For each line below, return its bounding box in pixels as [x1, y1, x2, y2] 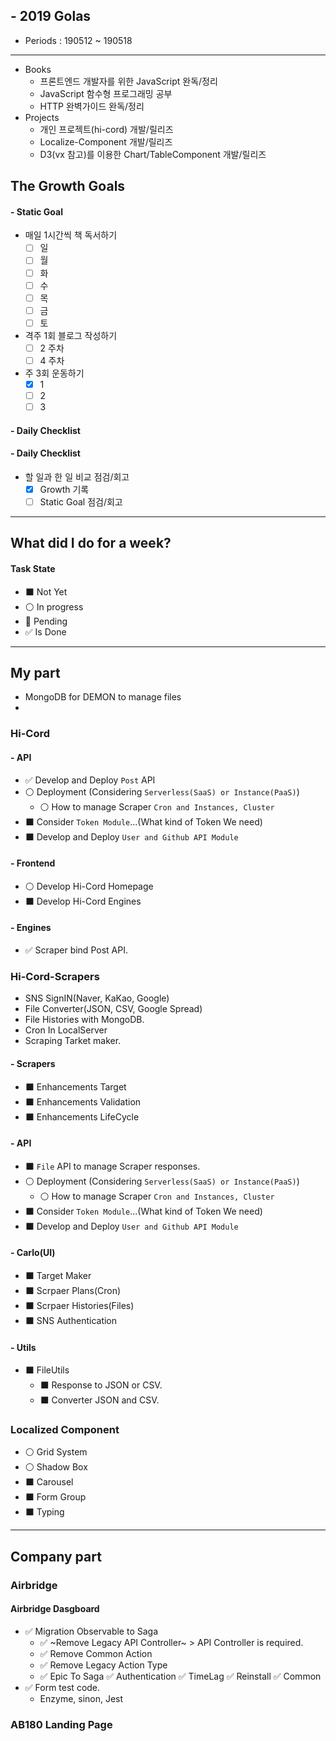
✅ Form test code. [24, 1681, 101, 1693]
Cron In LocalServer [24, 1024, 108, 1036]
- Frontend [10, 857, 56, 869]
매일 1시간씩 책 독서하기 [24, 229, 118, 241]
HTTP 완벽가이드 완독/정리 [39, 100, 145, 112]
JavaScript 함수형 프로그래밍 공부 [39, 87, 173, 99]
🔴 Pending [24, 615, 68, 627]
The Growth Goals [10, 178, 126, 195]
